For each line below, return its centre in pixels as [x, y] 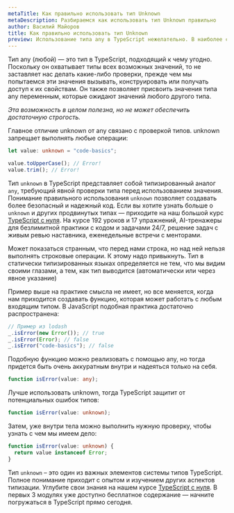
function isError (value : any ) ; [53, 379]
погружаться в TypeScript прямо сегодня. [70, 502]
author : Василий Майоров [44, 26]
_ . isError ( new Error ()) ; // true [56, 333]
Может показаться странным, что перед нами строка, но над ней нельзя [116, 248]
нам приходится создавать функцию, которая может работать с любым [115, 299]
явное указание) [33, 278]
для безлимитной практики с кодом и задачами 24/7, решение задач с [113, 228]
